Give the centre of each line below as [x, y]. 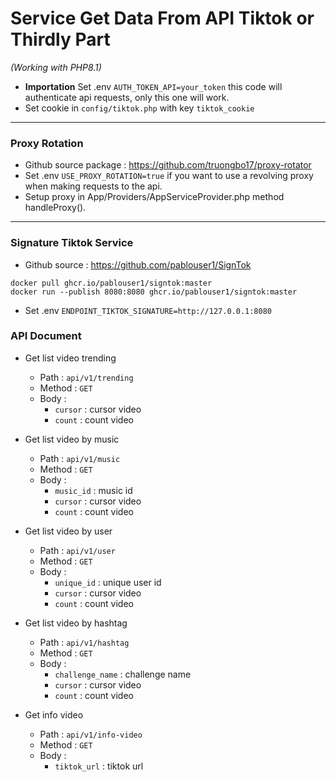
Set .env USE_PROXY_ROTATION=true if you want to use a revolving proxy [169, 176]
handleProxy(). [55, 208]
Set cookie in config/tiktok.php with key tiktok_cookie [139, 108]
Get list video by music [72, 439]
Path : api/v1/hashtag [84, 642]
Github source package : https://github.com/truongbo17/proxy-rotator [168, 165]
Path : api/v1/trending [86, 377]
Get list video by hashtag [76, 623]
